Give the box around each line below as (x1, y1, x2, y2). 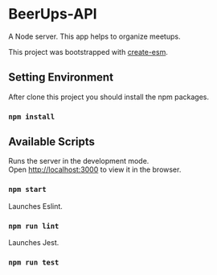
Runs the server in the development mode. (8, 156, 149, 166)
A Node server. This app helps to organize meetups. (8, 31, 181, 41)
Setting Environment (8, 70, 114, 85)
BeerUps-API (8, 5, 98, 23)
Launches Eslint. (8, 201, 63, 210)
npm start (8, 185, 47, 194)
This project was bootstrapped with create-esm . (8, 47, 169, 56)
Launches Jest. (8, 238, 59, 248)
